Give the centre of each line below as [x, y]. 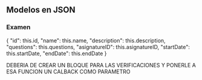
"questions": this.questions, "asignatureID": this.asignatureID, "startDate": [98, 47]
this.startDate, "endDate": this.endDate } [57, 53]
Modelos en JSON [41, 10]
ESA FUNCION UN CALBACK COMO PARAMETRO [69, 72]
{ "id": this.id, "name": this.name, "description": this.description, [86, 40]
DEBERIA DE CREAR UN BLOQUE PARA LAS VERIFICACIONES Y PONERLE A [101, 65]
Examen [18, 27]
